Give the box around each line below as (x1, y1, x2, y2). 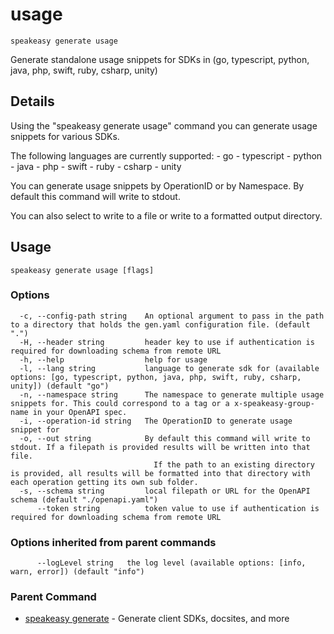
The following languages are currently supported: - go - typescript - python (10, 149, 323, 162)
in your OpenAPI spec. (32, 407, 128, 417)
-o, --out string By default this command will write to (19, 433, 311, 443)
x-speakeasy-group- (233, 398, 315, 408)
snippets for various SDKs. (10, 130, 120, 142)
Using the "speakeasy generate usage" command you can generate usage (10, 119, 318, 132)
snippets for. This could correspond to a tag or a (10, 398, 230, 408)
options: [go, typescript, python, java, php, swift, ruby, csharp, (10, 372, 302, 382)
